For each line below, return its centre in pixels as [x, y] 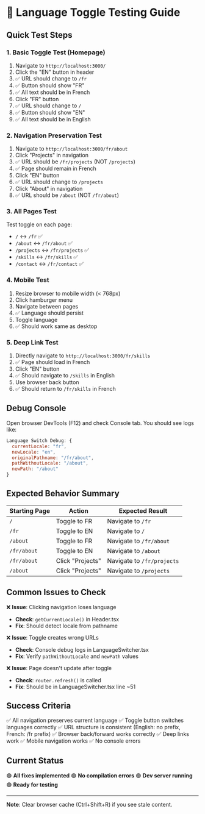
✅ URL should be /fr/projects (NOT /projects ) [75, 162]
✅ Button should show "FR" [50, 85]
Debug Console [36, 408]
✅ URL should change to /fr [51, 78]
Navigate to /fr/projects [143, 560]
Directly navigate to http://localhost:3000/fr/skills [83, 355]
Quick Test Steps [39, 35]
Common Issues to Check [56, 592]
